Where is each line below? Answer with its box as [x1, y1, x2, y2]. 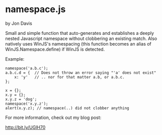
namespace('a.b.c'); [5, 66, 49, 71]
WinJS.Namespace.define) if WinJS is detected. [5, 46, 105, 52]
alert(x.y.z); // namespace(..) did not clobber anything [5, 105, 129, 111]
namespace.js [5, 4, 66, 15]
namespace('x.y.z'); [5, 101, 49, 106]
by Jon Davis [5, 20, 33, 26]
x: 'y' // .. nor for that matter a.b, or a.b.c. [14, 74, 125, 79]
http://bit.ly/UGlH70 [5, 124, 46, 130]
